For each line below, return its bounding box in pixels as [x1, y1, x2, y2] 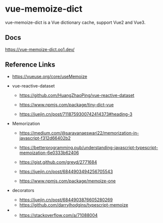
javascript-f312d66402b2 [19, 135, 71, 141]
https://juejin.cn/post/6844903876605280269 [19, 197, 113, 203]
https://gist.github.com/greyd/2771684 [19, 159, 97, 165]
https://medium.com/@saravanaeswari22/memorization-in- [19, 130, 139, 136]
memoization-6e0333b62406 [19, 150, 79, 155]
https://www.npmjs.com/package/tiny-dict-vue [19, 102, 114, 107]
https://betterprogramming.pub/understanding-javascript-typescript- [19, 144, 158, 150]
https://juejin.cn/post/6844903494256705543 [19, 169, 113, 174]
